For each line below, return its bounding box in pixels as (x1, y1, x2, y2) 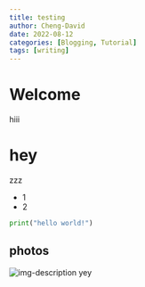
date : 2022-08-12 (9, 29, 74, 38)
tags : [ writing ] (9, 46, 69, 55)
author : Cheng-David (9, 21, 86, 30)
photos (9, 243, 50, 258)
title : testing (9, 12, 66, 22)
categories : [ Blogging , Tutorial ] (9, 37, 138, 47)
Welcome (9, 85, 81, 105)
